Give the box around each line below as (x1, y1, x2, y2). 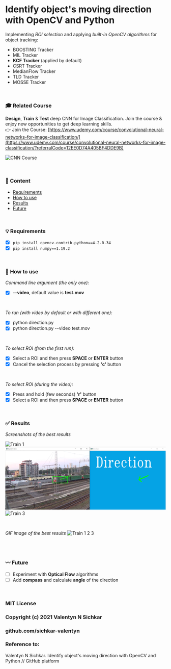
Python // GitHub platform (5, 658, 60, 664)
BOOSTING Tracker (12, 46, 54, 53)
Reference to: (5, 641, 40, 648)
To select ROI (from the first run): (5, 345, 75, 351)
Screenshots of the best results (5, 431, 71, 437)
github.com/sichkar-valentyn (5, 627, 80, 634)
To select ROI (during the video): (5, 381, 73, 387)
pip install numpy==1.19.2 (12, 246, 70, 251)
